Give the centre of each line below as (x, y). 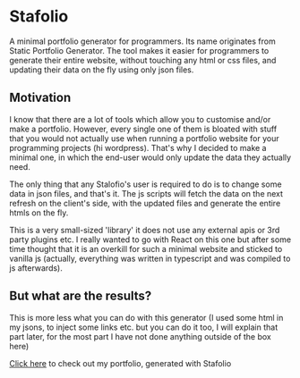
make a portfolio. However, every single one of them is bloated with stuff (143, 129)
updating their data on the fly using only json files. (102, 70)
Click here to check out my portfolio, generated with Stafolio (120, 363)
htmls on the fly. (39, 213)
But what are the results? (81, 296)
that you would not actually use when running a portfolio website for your (144, 138)
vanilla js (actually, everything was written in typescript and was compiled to (150, 258)
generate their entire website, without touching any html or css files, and (143, 60)
